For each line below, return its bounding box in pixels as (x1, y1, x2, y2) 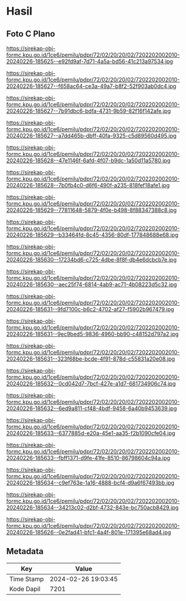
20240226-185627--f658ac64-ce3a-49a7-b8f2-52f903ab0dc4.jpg (6, 82, 176, 90)
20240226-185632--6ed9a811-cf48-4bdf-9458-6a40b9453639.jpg (6, 405, 177, 412)
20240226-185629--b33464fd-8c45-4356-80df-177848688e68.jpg (6, 231, 179, 239)
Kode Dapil (9, 585, 41, 593)
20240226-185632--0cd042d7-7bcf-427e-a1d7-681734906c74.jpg (6, 380, 176, 387)
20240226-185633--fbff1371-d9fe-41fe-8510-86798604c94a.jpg (6, 455, 170, 461)
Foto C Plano (6, 29, 55, 39)
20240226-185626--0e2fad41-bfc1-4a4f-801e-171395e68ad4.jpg (6, 529, 171, 536)
